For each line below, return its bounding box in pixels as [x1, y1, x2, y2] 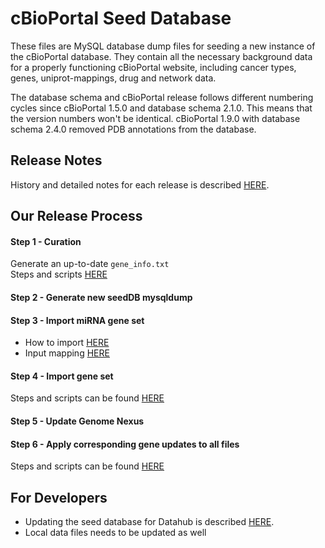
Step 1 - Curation [10, 235, 82, 247]
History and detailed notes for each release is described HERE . [10, 178, 270, 191]
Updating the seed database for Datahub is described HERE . [24, 515, 275, 527]
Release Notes [10, 152, 103, 169]
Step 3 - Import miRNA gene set [10, 314, 145, 326]
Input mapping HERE [24, 347, 110, 359]
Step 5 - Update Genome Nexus [10, 415, 145, 427]
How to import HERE [24, 337, 110, 349]
